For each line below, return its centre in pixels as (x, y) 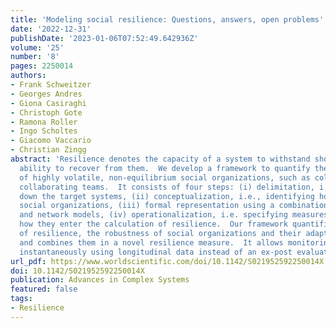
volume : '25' (37, 47)
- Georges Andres (46, 94)
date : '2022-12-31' (51, 29)
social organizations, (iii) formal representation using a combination (174, 206)
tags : (21, 299)
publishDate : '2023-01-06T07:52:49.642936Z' (104, 38)
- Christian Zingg (48, 150)
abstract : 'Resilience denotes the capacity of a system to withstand (160, 159)
